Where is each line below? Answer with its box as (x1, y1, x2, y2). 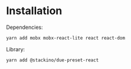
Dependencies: (6, 24, 43, 31)
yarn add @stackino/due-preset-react (6, 57, 99, 63)
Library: (6, 45, 25, 52)
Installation (6, 4, 63, 18)
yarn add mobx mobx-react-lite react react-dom (6, 35, 126, 41)
